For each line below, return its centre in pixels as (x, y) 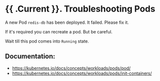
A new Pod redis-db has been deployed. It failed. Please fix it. (67, 22)
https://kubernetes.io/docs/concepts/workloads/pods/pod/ (71, 68)
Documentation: (30, 57)
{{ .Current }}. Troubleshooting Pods (80, 9)
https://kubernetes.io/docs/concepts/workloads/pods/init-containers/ (82, 73)
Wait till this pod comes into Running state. (47, 41)
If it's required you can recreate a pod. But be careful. (59, 32)
